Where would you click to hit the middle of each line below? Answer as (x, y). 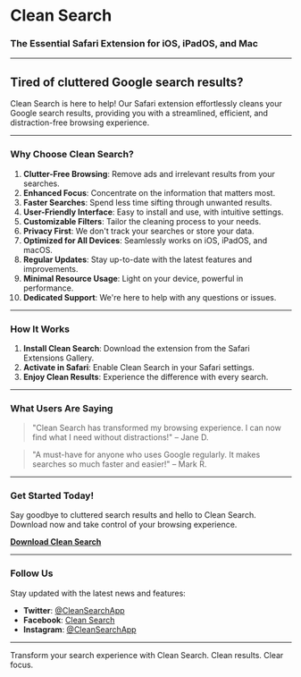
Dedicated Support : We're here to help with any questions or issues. (150, 297)
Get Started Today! (52, 495)
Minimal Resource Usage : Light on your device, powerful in (133, 278)
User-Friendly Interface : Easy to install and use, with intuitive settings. (153, 212)
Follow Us (32, 573)
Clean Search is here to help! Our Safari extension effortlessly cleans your (146, 104)
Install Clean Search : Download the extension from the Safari (136, 348)
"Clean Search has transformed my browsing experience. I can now (157, 428)
